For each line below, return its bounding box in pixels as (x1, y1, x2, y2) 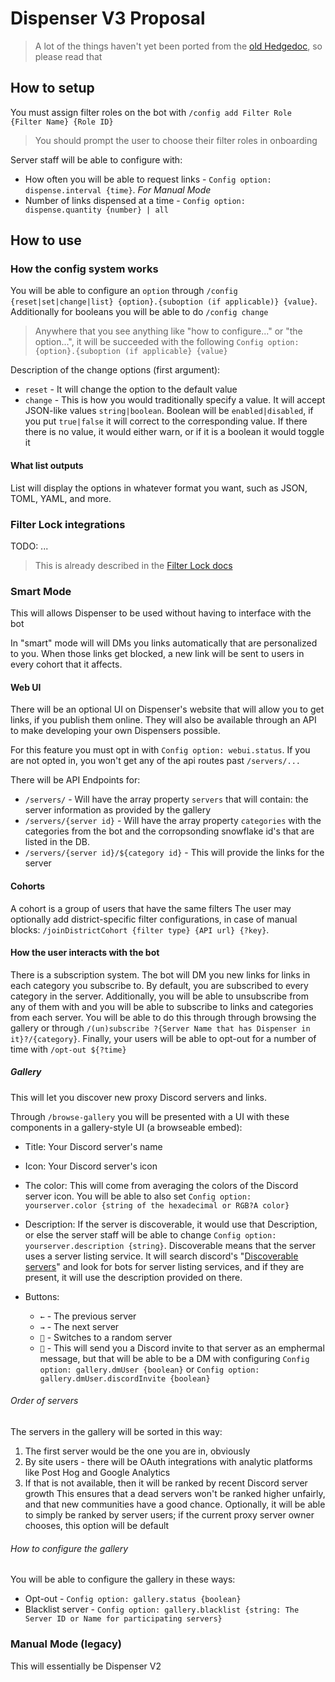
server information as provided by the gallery (24, 804, 212, 816)
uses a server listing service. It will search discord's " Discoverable (24, 1250, 299, 1262)
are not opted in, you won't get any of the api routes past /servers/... (10, 755, 301, 767)
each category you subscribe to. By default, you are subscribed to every (10, 979, 309, 991)
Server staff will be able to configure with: (10, 153, 183, 166)
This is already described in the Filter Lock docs (34, 559, 233, 571)
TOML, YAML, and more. (10, 492, 112, 504)
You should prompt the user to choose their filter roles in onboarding (34, 134, 318, 146)
